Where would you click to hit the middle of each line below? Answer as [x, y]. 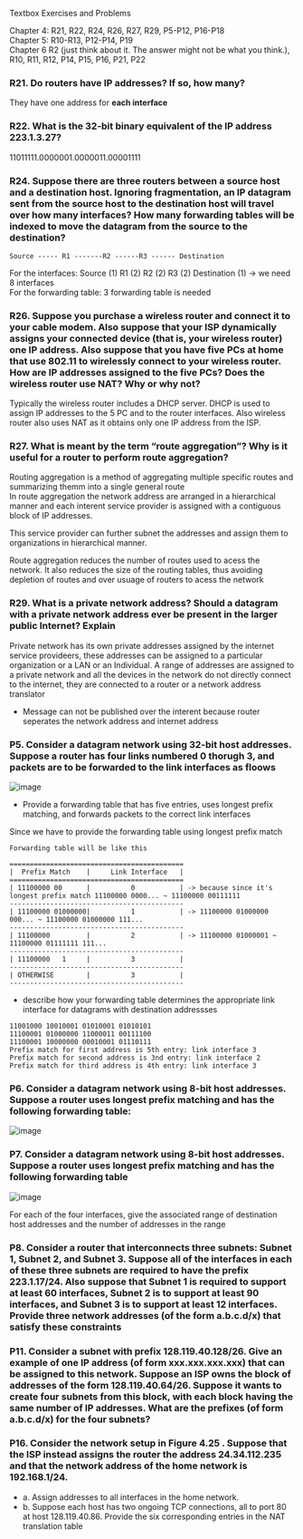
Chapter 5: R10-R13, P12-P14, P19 [71, 40]
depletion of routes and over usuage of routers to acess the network [137, 580]
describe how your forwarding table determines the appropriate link [149, 1000]
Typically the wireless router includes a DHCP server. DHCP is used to [140, 403]
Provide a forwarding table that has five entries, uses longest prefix [148, 805]
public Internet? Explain [62, 626]
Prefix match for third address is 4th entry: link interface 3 [133, 1066]
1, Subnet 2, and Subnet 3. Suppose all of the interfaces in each [151, 1259]
